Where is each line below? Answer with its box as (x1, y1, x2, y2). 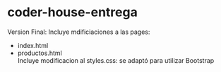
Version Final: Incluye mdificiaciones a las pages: (7, 28, 150, 36)
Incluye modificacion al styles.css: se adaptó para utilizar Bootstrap (17, 56, 215, 64)
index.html (17, 41, 49, 49)
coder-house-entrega (7, 4, 138, 20)
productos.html (17, 49, 62, 57)
